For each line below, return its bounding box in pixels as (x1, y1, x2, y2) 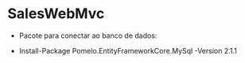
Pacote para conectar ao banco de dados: (18, 31, 157, 40)
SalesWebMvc (7, 5, 105, 23)
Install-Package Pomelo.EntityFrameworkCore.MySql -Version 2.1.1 (18, 46, 238, 55)
